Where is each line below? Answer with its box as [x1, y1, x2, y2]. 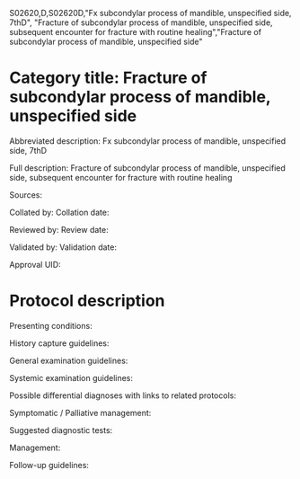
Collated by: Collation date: [9, 207, 110, 217]
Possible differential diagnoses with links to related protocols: [9, 390, 236, 401]
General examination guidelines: [9, 355, 128, 366]
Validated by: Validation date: [9, 242, 117, 253]
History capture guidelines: [9, 337, 110, 349]
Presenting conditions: [9, 320, 93, 331]
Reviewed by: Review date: [9, 224, 110, 235]
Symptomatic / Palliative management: [9, 407, 152, 418]
